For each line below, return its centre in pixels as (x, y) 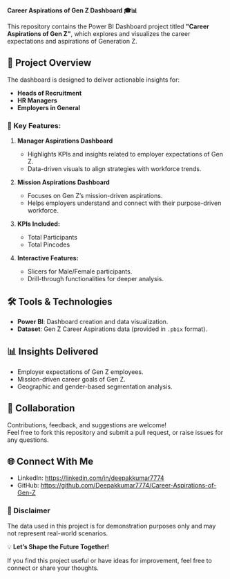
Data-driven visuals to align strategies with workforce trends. (114, 169)
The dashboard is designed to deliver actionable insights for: (94, 80)
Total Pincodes (49, 244)
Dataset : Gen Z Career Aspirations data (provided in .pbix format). (112, 329)
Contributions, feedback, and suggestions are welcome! (87, 425)
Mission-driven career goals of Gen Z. (71, 379)
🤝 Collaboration (41, 408)
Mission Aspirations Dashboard (64, 182)
